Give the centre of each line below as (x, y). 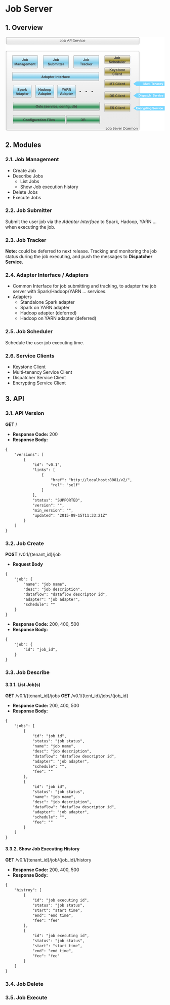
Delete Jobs (25, 192)
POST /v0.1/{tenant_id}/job (33, 554)
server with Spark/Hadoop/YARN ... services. (60, 292)
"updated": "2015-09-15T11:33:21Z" (70, 515)
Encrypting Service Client (39, 383)
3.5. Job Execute (26, 998)
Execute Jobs (27, 197)
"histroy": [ (28, 890)
